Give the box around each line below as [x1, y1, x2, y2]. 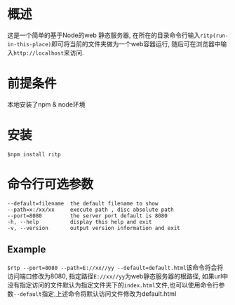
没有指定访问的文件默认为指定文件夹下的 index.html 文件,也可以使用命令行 [7, 280, 219, 289]
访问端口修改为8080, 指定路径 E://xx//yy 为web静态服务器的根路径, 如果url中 [7, 271, 229, 280]
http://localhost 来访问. [13, 48, 84, 57]
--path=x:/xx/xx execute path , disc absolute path [7, 206, 174, 213]
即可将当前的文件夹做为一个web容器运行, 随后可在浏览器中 [51, 39, 221, 48]
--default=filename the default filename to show [7, 200, 159, 207]
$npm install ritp [7, 151, 61, 158]
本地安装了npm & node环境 [7, 100, 86, 109]
